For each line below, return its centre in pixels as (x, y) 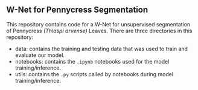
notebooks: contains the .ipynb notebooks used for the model (92, 61)
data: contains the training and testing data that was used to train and (101, 49)
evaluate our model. (40, 55)
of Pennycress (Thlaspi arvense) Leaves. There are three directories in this (99, 31)
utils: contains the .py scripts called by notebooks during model (94, 74)
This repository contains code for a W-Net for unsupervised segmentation (98, 24)
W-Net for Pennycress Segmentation (77, 10)
